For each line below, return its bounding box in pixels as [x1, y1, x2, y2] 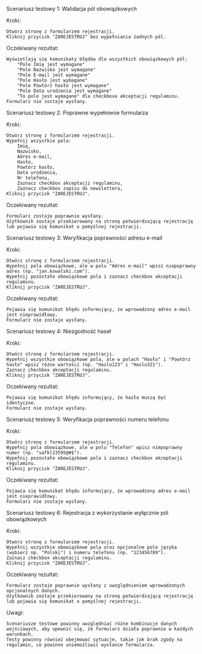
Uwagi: [6, 609, 24, 616]
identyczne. [6, 400, 36, 406]
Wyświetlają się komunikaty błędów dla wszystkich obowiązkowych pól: [6, 56, 188, 62]
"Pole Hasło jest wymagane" [17, 77, 88, 83]
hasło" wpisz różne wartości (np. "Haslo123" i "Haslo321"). [6, 362, 164, 368]
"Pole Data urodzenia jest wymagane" [17, 88, 112, 94]
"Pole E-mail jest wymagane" [17, 72, 91, 78]
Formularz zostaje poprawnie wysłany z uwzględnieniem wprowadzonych [6, 583, 186, 589]
